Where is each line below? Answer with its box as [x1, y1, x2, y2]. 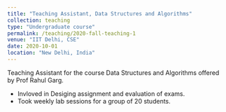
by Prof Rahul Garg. [7, 76, 64, 84]
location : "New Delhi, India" [7, 50, 96, 57]
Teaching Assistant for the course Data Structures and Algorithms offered [7, 68, 220, 77]
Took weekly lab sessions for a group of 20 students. [17, 97, 171, 105]
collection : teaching [7, 17, 71, 24]
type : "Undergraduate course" [7, 23, 96, 30]
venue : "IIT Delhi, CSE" [7, 36, 80, 43]
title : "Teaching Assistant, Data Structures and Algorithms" [7, 10, 192, 17]
